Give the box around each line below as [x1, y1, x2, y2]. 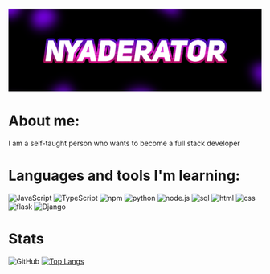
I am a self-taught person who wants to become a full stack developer [8, 138, 241, 148]
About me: [8, 112, 80, 130]
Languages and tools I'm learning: [8, 166, 241, 185]
